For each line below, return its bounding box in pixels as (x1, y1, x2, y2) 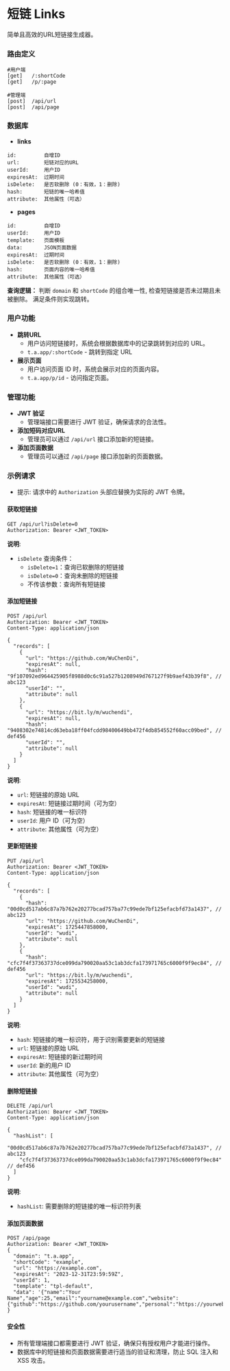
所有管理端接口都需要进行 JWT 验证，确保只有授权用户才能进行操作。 (16, 1339, 214, 1347)
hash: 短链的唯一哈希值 (7, 188, 86, 195)
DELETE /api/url (7, 1102, 53, 1110)
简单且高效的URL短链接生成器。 (7, 30, 97, 38)
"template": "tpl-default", (13, 1283, 94, 1290)
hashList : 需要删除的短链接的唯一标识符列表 (16, 1202, 142, 1210)
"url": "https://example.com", (13, 1265, 103, 1272)
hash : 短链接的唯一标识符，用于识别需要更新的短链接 (16, 1036, 166, 1044)
